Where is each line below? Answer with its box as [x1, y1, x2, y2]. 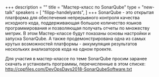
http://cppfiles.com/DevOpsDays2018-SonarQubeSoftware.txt [5, 66, 132, 72]
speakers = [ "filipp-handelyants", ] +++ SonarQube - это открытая [15, 9, 154, 15]
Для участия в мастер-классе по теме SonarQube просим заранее [5, 56, 147, 61]
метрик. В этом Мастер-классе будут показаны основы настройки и [5, 31, 151, 36]
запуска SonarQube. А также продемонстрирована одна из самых [5, 36, 146, 41]
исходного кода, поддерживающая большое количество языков [5, 20, 142, 26]
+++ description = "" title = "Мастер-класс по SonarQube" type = [5, 4, 141, 10]
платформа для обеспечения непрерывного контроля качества [5, 15, 140, 20]
